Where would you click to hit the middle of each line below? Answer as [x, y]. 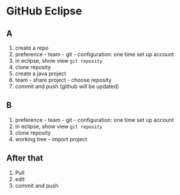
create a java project [40, 73]
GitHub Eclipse [44, 11]
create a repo [32, 48]
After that [25, 158]
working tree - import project [51, 139]
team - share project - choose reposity [63, 80]
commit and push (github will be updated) [67, 86]
